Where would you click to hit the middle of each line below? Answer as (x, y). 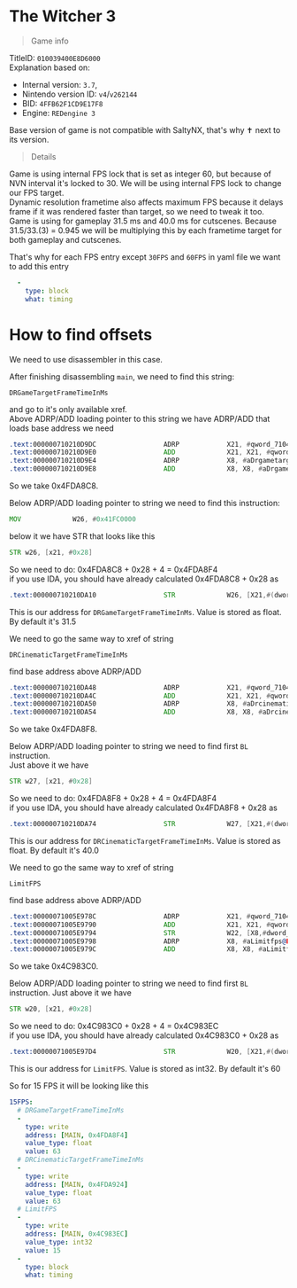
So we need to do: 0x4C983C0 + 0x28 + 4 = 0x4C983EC (114, 1026)
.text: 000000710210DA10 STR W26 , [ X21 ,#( (142, 595)
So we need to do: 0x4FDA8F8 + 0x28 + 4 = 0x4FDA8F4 (113, 798)
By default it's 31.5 (43, 621)
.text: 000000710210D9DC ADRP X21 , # (130, 444)
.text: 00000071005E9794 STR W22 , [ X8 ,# (138, 933)
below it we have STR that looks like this (82, 536)
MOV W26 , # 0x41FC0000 (73, 519)
